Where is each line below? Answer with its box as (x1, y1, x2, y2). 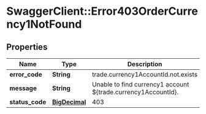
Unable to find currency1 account (91, 80, 189, 88)
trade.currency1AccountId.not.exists (91, 70, 198, 78)
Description (127, 60, 162, 68)
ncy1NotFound (6, 17, 82, 31)
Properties (6, 42, 48, 52)
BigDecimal (51, 98, 86, 106)
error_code (9, 70, 43, 78)
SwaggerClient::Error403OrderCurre (6, 4, 198, 18)
